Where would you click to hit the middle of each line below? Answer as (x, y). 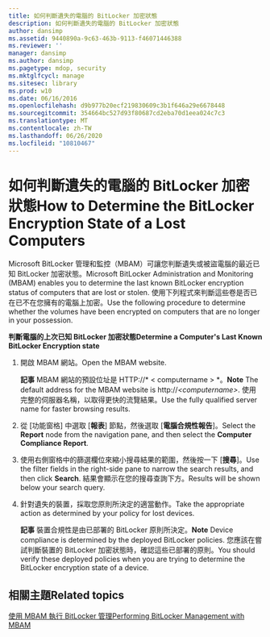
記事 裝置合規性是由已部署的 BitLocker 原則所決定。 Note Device (127, 530)
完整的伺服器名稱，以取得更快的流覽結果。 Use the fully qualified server (139, 400)
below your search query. (62, 488)
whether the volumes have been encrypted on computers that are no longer (134, 312)
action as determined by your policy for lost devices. (107, 514)
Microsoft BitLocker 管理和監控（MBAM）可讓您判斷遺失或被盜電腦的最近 (131, 264)
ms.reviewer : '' (35, 46)
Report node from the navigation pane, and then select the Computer (136, 435)
